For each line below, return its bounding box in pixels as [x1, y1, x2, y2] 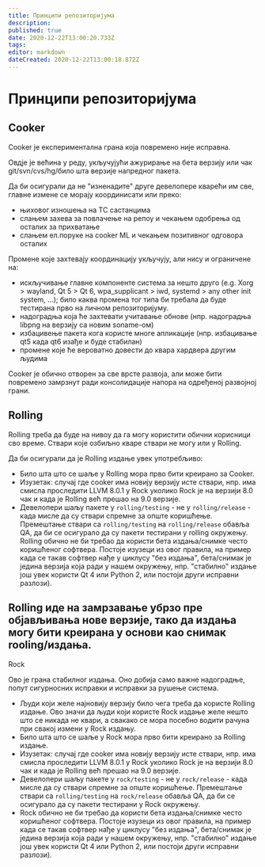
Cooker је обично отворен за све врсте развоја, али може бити [8, 369, 222, 378]
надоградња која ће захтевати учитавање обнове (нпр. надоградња [19, 311, 252, 321]
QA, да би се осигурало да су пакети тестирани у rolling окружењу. [19, 527, 248, 537]
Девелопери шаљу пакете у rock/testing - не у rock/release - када [19, 774, 248, 784]
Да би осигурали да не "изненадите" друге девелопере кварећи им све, [8, 181, 255, 191]
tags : [8, 41, 26, 49]
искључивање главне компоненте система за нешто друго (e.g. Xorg [19, 278, 254, 287]
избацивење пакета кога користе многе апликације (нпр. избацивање [19, 328, 257, 337]
